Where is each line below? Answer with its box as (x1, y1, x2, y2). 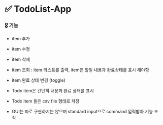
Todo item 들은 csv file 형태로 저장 (11, 98, 80, 104)
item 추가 (11, 36, 30, 42)
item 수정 (11, 46, 30, 52)
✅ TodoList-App (4, 3, 72, 15)
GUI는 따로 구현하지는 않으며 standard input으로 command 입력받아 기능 (11, 109, 153, 115)
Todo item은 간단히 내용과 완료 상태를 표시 (11, 88, 94, 94)
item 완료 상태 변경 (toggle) (11, 77, 65, 83)
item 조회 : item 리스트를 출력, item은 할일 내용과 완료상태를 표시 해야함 (11, 67, 150, 73)
